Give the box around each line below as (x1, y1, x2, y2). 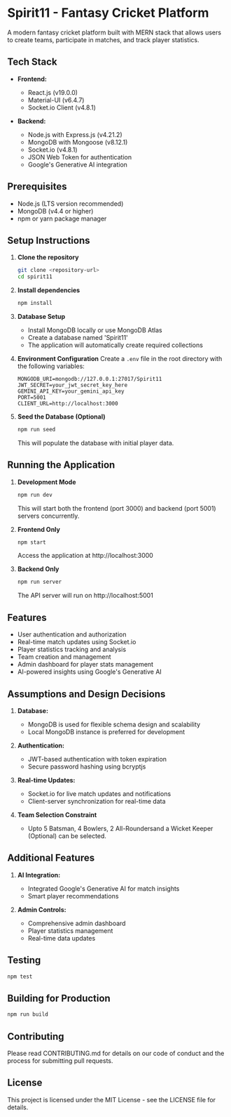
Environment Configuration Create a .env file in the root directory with (17, 355, 223, 362)
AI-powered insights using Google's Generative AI (17, 667, 162, 676)
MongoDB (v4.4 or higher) (17, 207, 94, 215)
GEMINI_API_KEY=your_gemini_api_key (17, 388, 125, 395)
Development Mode (17, 478, 76, 486)
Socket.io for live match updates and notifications (27, 789, 171, 798)
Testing (7, 954, 41, 967)
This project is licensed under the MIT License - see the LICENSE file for (7, 1095, 216, 1104)
